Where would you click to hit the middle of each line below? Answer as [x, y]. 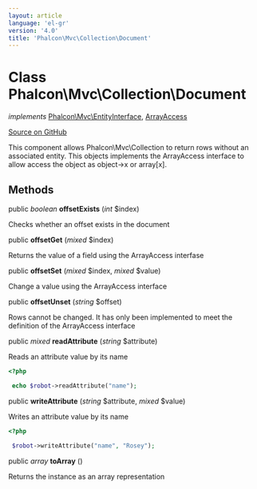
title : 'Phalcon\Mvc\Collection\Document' [80, 38]
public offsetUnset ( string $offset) [65, 302]
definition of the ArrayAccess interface [72, 326]
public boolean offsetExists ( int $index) [74, 209]
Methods [31, 190]
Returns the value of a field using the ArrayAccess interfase [106, 255]
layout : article [35, 16]
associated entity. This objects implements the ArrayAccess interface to [127, 156]
